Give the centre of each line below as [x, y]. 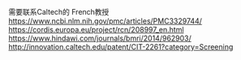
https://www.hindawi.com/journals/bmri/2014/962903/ [100, 38]
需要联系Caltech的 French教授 [59, 12]
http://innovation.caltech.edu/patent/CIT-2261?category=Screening [121, 47]
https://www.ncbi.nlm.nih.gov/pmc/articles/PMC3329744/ [105, 21]
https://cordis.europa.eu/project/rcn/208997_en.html [96, 30]
